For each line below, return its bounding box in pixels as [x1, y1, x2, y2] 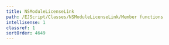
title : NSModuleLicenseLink [6, 8, 75, 15]
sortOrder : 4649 [6, 30, 46, 36]
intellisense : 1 [6, 19, 46, 25]
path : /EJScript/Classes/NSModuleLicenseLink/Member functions [6, 14, 164, 20]
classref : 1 [6, 25, 35, 31]
